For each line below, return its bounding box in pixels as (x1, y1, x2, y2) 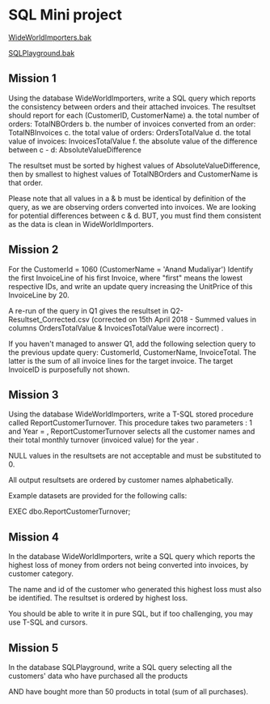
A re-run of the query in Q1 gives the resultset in (8, 305, 169, 315)
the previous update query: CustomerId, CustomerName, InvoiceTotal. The (8, 347, 257, 357)
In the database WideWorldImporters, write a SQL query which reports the (8, 552, 256, 561)
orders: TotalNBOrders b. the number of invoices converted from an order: (8, 119, 256, 129)
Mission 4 (8, 530, 59, 544)
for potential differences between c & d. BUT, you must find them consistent (8, 211, 262, 220)
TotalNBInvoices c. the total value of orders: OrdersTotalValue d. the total (8, 127, 251, 137)
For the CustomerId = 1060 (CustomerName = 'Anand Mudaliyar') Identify (8, 264, 253, 274)
